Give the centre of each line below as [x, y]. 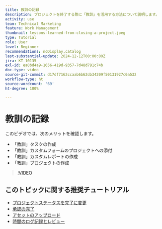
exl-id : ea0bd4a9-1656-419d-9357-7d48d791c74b [54, 65]
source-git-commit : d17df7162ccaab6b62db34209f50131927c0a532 [71, 75]
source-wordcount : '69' [30, 84]
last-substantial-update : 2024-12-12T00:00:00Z [55, 56]
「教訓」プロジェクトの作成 [41, 163]
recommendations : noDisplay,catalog [43, 51]
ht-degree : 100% [22, 88]
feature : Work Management [32, 28]
